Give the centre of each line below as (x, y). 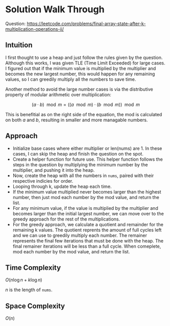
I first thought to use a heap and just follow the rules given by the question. (84, 57)
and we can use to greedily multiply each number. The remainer (80, 235)
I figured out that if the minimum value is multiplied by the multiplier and (81, 68)
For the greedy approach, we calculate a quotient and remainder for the (88, 224)
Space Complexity (35, 306)
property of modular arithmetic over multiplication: (58, 94)
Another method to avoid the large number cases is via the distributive (79, 89)
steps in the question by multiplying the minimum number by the (80, 164)
